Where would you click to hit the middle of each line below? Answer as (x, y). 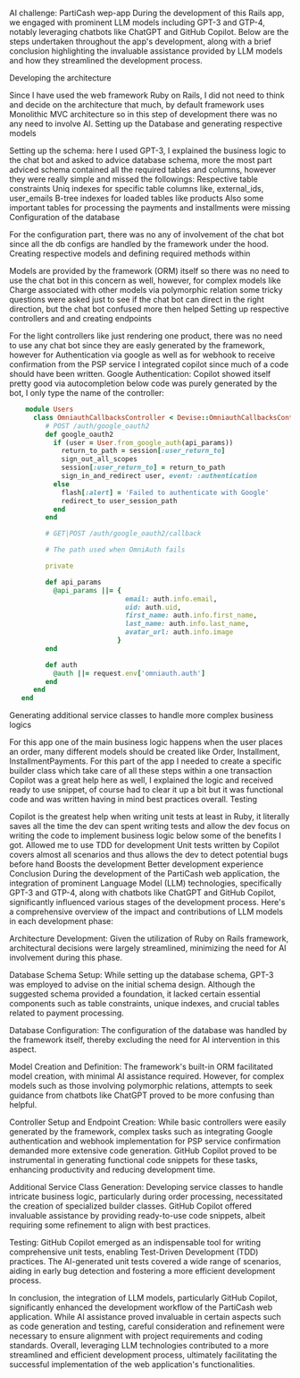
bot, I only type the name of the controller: (87, 393)
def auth (61, 665)
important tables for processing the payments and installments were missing (150, 208)
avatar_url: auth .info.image (179, 632)
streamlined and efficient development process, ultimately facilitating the (143, 1355)
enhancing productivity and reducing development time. (112, 1170)
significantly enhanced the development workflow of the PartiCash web (141, 1307)
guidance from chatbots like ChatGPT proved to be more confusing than (142, 1095)
